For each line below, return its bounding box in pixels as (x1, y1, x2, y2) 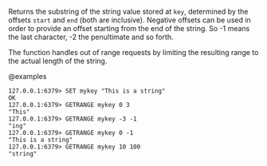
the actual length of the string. (8, 56, 108, 65)
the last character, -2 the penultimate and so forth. (8, 32, 174, 41)
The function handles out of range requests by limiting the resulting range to (8, 48, 259, 57)
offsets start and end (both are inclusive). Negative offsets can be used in (8, 15, 251, 25)
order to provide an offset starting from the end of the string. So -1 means (8, 24, 250, 33)
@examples (8, 72, 47, 81)
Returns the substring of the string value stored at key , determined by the (8, 7, 249, 16)
